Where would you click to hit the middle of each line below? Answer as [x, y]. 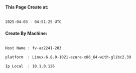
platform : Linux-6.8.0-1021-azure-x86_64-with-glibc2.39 [68, 57]
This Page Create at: [27, 7]
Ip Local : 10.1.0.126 [30, 66]
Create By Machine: [26, 33]
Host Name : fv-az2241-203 [33, 48]
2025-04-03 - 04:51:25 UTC [33, 22]
